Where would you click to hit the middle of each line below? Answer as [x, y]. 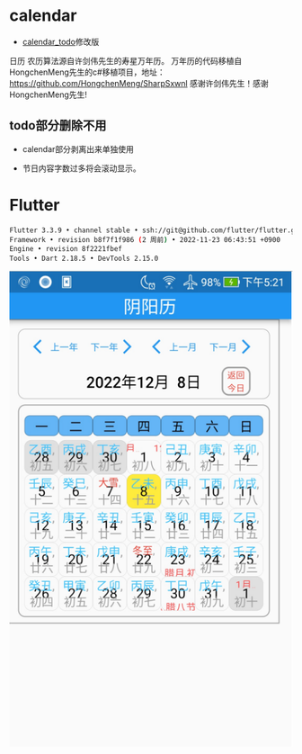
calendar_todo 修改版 [61, 41]
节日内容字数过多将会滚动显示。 [81, 168]
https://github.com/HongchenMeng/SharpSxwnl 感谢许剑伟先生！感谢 [139, 83]
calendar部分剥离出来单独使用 [78, 148]
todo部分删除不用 [58, 126]
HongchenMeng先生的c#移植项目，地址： [87, 72]
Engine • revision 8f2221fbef [66, 249]
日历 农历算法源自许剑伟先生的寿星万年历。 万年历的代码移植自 [126, 60]
